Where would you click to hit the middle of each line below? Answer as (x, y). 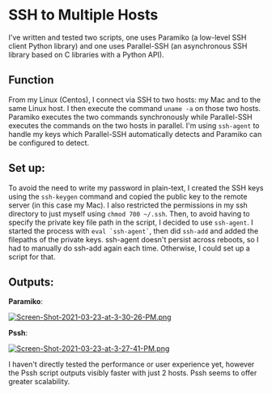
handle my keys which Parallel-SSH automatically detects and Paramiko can (135, 134)
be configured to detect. (49, 143)
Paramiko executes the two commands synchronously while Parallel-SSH (130, 117)
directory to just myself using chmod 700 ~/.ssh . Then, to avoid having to (129, 213)
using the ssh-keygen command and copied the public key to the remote (128, 196)
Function (31, 80)
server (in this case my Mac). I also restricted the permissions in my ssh (128, 205)
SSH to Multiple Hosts (83, 15)
